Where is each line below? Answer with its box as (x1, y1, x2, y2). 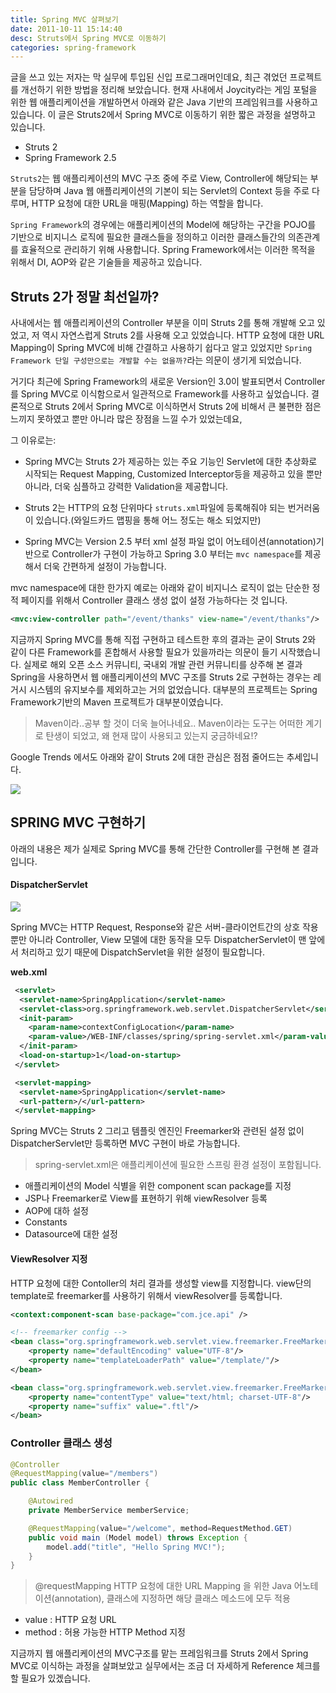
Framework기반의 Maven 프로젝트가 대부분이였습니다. (10, 696, 224, 708)
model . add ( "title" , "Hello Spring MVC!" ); (46, 1542, 226, 1552)
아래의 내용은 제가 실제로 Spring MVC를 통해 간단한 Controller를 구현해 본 (10, 842, 301, 855)
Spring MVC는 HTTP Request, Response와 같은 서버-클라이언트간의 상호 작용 (10, 921, 319, 933)
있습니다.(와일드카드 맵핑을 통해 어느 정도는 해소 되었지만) (35, 514, 262, 526)
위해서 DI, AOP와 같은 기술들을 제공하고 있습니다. (10, 256, 203, 268)
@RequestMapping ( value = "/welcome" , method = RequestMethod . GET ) (28, 1523, 293, 1533)
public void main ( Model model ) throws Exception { (28, 1532, 248, 1543)
